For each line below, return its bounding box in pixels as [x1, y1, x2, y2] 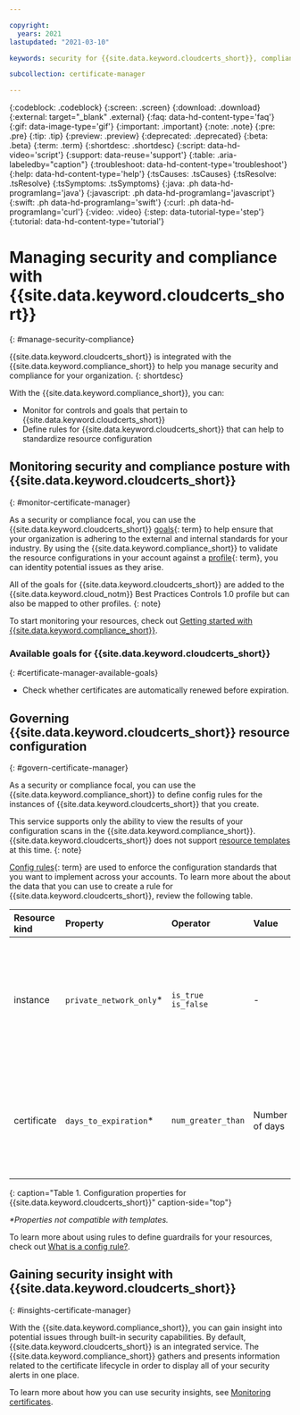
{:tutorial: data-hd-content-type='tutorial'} [9, 216, 165, 227]
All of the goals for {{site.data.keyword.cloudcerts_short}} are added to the [9, 578, 285, 590]
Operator [171, 917, 211, 930]
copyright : [9, 21, 50, 29]
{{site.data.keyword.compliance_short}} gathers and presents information [9, 1351, 280, 1361]
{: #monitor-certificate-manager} [9, 497, 131, 508]
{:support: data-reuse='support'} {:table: [65, 149, 216, 161]
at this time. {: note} [9, 844, 82, 855]
